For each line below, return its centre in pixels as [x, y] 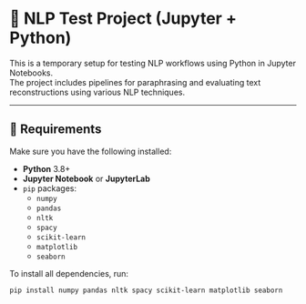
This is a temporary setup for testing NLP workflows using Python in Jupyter [153, 63]
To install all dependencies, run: [69, 273]
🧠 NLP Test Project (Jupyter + [123, 19]
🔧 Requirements [56, 130]
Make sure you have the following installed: [91, 151]
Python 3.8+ [46, 168]
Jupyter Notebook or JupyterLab [86, 178]
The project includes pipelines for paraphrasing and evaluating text [135, 82]
